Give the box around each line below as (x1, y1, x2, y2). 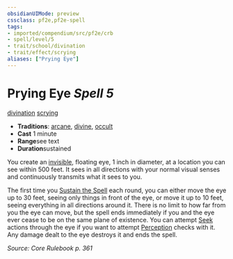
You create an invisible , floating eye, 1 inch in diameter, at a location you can (7, 157, 226, 166)
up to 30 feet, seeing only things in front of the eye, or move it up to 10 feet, (7, 193, 224, 202)
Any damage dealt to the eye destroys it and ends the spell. (7, 230, 177, 239)
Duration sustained (17, 144, 72, 152)
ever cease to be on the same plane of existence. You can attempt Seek (7, 215, 214, 223)
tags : (7, 23, 23, 30)
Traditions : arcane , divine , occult (17, 122, 113, 130)
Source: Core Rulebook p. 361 (7, 244, 93, 252)
